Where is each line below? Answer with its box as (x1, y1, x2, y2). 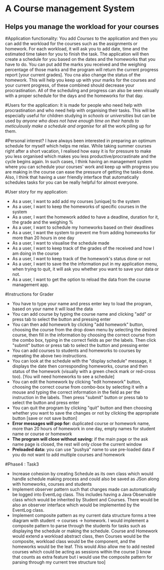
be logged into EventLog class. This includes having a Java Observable (12, 492, 156, 497)
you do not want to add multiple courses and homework (12, 452, 125, 457)
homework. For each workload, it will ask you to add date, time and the (5, 46, 148, 51)
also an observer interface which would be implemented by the (12, 502, 140, 508)
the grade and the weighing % (12, 219, 73, 225)
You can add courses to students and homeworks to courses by (12, 347, 141, 353)
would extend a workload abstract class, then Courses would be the (12, 533, 150, 539)
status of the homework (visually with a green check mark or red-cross (12, 369, 156, 374)
